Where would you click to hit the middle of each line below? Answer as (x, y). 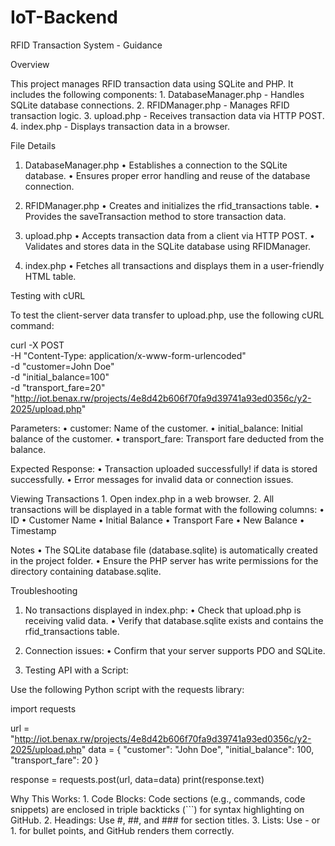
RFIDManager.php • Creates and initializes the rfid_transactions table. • (172, 205)
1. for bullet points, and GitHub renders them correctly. (122, 830)
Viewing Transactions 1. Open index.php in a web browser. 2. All (142, 498)
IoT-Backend (64, 17)
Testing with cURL (48, 295)
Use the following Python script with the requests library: (127, 689)
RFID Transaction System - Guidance (86, 45)
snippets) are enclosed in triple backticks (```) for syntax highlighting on (157, 809)
